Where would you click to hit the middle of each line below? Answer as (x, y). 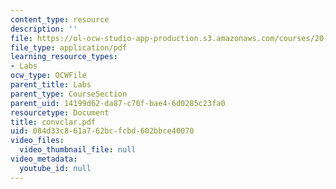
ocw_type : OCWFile (48, 76)
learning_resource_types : (64, 57)
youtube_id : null (55, 168)
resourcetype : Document (60, 112)
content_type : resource (60, 19)
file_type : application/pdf (69, 47)
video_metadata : (44, 159)
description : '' (44, 29)
